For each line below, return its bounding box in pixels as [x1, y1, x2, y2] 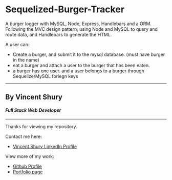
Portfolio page [12, 168, 43, 175]
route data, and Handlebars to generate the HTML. [5, 31, 112, 37]
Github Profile [12, 163, 42, 169]
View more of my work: [5, 153, 55, 159]
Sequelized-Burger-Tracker [5, 4, 124, 15]
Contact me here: [5, 133, 42, 139]
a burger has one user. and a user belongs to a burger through [12, 68, 144, 74]
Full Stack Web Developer [5, 107, 61, 113]
